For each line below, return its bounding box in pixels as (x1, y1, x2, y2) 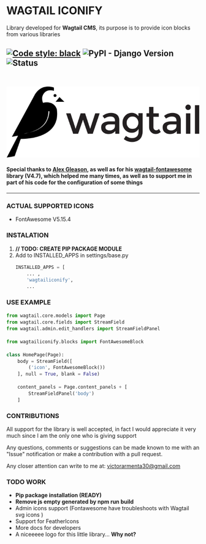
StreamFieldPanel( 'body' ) (28, 391, 95, 397)
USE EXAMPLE (6, 298, 51, 307)
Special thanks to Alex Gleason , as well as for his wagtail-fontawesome (6, 166, 192, 173)
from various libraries (6, 30, 61, 37)
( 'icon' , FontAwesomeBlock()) (28, 365, 105, 371)
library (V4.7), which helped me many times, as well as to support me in (6, 173, 192, 180)
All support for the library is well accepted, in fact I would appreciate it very (6, 425, 196, 433)
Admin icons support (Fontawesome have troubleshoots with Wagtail (15, 505, 189, 512)
